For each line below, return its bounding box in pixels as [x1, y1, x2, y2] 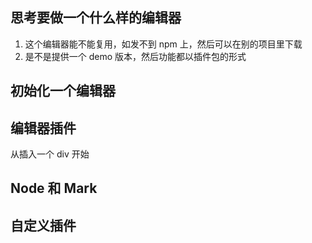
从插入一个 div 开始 [10, 148, 90, 160]
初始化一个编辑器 [10, 83, 116, 100]
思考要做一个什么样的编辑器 [10, 9, 182, 27]
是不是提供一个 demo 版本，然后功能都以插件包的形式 [24, 50, 247, 62]
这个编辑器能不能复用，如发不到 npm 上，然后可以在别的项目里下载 [24, 38, 303, 50]
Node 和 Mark [10, 180, 98, 197]
